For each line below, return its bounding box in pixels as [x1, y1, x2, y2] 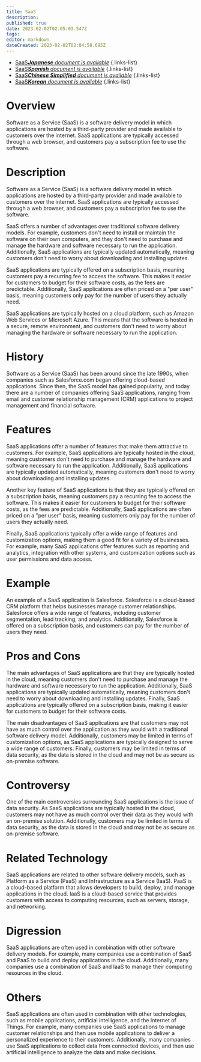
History [6, 350, 44, 364]
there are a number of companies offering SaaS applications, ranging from [6, 389, 190, 396]
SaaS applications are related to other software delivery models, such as [6, 871, 185, 878]
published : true [6, 20, 47, 26]
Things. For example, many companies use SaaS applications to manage [6, 1023, 186, 1031]
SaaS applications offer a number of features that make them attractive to [6, 442, 188, 450]
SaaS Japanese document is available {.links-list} [14, 58, 138, 66]
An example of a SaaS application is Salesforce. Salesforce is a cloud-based [6, 596, 195, 603]
